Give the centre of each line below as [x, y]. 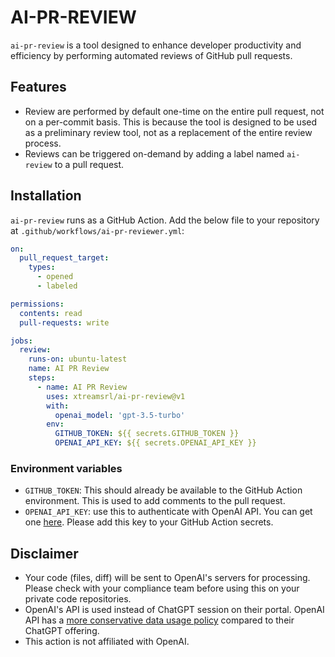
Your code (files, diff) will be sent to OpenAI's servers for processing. [167, 578]
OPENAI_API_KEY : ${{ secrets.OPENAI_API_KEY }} [155, 443]
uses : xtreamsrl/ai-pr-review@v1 [116, 396]
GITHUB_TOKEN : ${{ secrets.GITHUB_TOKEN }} [147, 434]
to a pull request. [89, 164]
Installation [46, 196]
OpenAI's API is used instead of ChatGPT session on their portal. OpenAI [174, 610]
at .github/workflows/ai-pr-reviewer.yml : [97, 230]
